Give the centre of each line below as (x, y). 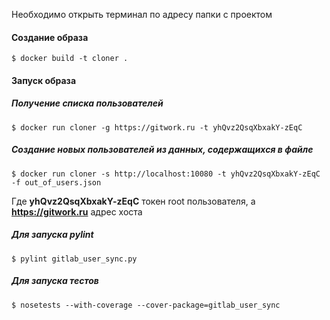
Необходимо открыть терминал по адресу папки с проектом (142, 14)
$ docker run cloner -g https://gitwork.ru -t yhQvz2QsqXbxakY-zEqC (157, 127)
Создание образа (50, 37)
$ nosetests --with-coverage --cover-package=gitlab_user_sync (146, 305)
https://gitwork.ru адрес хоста (77, 211)
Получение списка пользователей (87, 103)
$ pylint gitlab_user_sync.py (74, 259)
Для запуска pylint (52, 235)
